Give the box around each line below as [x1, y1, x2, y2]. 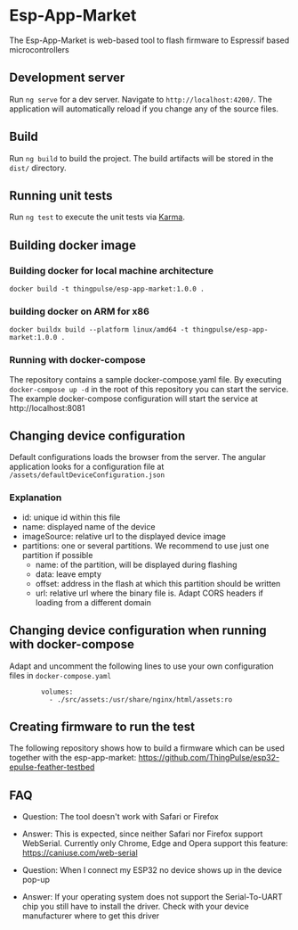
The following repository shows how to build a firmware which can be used [9, 743, 285, 753]
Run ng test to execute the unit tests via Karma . [9, 211, 185, 223]
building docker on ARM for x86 [9, 305, 149, 317]
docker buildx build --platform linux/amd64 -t [9, 325, 189, 334]
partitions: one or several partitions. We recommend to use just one [21, 540, 270, 551]
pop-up [21, 875, 51, 885]
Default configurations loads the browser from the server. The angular [9, 452, 267, 463]
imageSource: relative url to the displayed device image [21, 531, 227, 541]
